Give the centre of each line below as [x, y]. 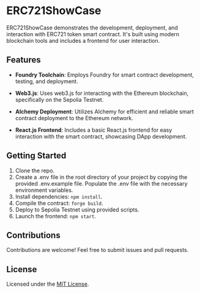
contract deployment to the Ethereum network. [74, 118]
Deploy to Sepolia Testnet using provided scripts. [77, 210]
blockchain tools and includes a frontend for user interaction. [83, 40]
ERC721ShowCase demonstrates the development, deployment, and [92, 28]
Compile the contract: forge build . [59, 203]
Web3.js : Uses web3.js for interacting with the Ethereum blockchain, [102, 93]
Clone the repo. [35, 170]
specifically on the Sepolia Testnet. [59, 99]
